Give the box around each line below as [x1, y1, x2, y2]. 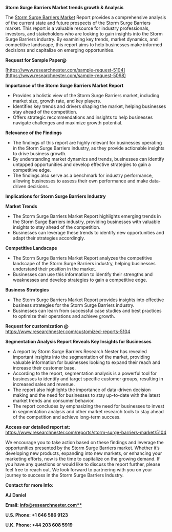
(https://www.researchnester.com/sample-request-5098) [5, 72, 126, 79]
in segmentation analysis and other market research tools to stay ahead [12, 409, 164, 414]
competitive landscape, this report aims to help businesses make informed [5, 42, 163, 48]
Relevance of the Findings [5, 130, 62, 136]
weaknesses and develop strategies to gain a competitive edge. [12, 277, 147, 283]
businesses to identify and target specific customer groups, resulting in [12, 376, 163, 382]
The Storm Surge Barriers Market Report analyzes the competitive [12, 255, 153, 261]
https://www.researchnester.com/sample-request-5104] [7, 67, 125, 73]
